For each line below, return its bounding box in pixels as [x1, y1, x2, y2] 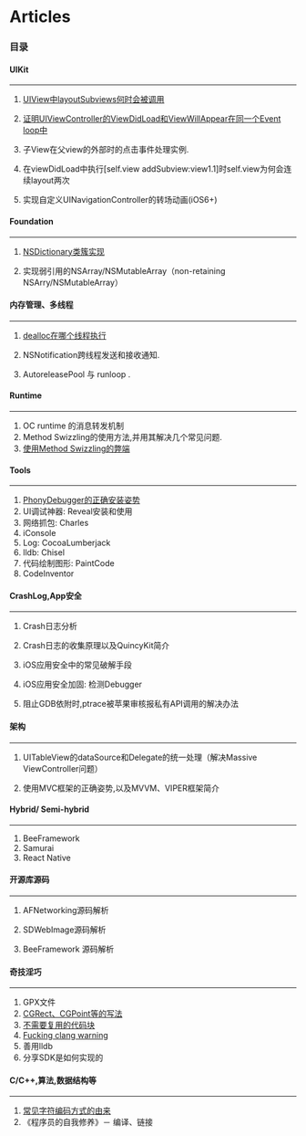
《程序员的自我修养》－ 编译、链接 [22, 1117, 153, 1128]
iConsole [22, 528, 56, 539]
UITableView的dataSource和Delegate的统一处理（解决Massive [22, 752, 258, 763]
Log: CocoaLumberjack [22, 537, 111, 549]
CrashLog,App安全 [9, 590, 82, 601]
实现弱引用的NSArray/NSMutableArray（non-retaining [22, 265, 226, 276]
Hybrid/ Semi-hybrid [9, 804, 89, 815]
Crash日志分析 [22, 621, 77, 632]
